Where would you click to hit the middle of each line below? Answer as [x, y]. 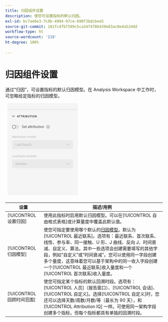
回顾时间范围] [21, 300]
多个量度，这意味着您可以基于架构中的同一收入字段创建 [101, 261]
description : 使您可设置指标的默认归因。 [44, 16]
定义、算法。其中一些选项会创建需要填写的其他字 [107, 248]
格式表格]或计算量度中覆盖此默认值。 [86, 222]
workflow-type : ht [24, 32]
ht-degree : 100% [22, 43]
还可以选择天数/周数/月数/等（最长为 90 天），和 [93, 300]
